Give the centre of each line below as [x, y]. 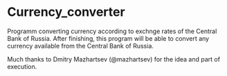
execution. [22, 66]
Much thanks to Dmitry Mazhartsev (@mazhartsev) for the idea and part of [113, 59]
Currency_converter [66, 12]
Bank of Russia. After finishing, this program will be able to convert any [108, 38]
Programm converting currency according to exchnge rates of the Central [112, 31]
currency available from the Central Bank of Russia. [81, 46]
